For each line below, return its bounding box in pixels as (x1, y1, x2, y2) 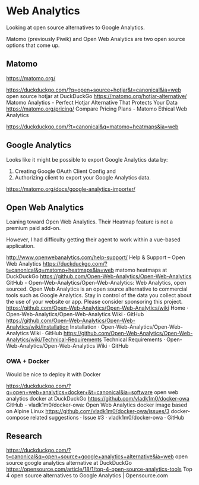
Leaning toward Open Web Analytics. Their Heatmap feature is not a (6, 218, 173, 225)
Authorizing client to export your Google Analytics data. (14, 174, 151, 181)
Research (6, 431, 43, 441)
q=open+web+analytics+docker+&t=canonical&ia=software (6, 388, 153, 396)
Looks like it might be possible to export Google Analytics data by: (6, 156, 168, 163)
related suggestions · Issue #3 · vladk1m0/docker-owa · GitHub (30, 414, 185, 421)
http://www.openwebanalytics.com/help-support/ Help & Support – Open (6, 254, 185, 261)
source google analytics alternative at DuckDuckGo (6, 459, 132, 467)
